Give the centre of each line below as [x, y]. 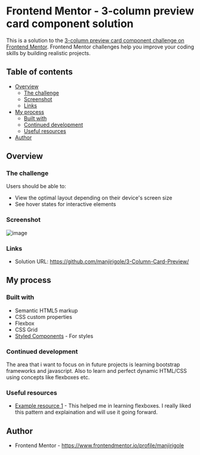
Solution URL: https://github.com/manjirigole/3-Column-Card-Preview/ [102, 261]
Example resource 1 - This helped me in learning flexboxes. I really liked [103, 406]
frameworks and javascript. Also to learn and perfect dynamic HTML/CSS [96, 371]
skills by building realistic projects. [48, 53]
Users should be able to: [36, 186]
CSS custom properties [44, 317]
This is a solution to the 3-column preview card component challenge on [96, 40]
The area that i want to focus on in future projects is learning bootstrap [93, 364]
